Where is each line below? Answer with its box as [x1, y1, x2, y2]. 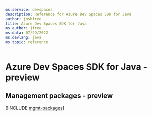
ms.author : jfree [5, 26, 42, 31]
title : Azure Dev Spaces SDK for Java [5, 21, 87, 26]
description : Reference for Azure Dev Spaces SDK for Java [5, 12, 132, 17]
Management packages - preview [5, 92, 113, 100]
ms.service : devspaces [5, 7, 53, 12]
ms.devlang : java [5, 35, 42, 40]
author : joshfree [5, 16, 42, 21]
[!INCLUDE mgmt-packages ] [5, 105, 64, 111]
